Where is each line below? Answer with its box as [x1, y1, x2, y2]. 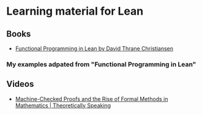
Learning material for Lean [6, 4, 144, 18]
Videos [6, 79, 34, 89]
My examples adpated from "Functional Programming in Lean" [6, 60, 196, 69]
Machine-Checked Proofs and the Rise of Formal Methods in [15, 95, 168, 102]
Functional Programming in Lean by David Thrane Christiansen [15, 45, 173, 52]
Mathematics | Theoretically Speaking [15, 102, 111, 109]
